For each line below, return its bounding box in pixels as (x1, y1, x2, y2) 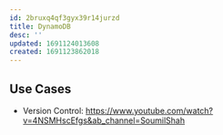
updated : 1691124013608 (9, 38, 100, 48)
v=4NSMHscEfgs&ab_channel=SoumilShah (22, 115, 185, 126)
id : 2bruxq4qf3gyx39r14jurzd (9, 13, 120, 23)
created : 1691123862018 (9, 47, 100, 57)
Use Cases (9, 81, 72, 97)
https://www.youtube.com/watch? (85, 105, 214, 116)
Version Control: (22, 105, 84, 116)
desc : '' (9, 30, 43, 39)
